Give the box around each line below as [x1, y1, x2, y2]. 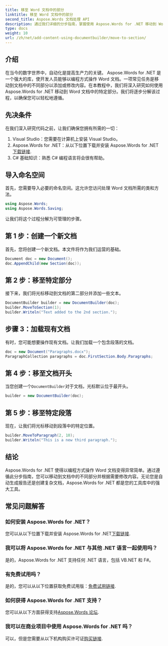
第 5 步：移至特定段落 [5, 408, 72, 417]
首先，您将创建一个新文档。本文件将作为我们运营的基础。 [5, 246, 123, 252]
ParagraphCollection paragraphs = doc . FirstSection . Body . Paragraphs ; [5, 354, 153, 359]
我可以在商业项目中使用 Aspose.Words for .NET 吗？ [5, 623, 133, 630]
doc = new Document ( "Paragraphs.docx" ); [5, 349, 91, 354]
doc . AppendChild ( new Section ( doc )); [5, 261, 81, 266]
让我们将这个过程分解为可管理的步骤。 [5, 216, 84, 222]
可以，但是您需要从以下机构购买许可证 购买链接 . [5, 635, 103, 641]
